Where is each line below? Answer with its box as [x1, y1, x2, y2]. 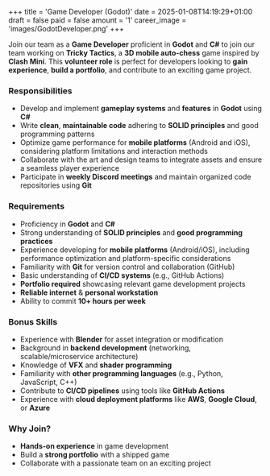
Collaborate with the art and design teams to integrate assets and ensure [19, 155, 263, 164]
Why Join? [8, 423, 51, 434]
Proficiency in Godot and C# [19, 219, 115, 229]
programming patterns [19, 129, 95, 139]
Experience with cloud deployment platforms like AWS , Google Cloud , [19, 394, 258, 404]
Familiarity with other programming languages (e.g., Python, [19, 368, 223, 378]
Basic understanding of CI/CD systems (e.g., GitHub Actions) [19, 270, 225, 280]
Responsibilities [8, 85, 73, 96]
